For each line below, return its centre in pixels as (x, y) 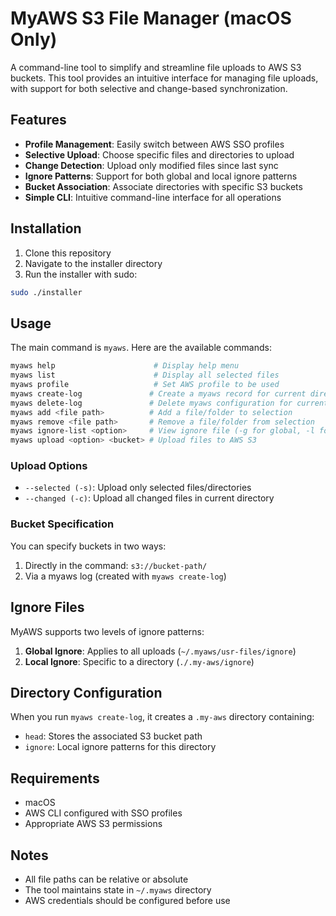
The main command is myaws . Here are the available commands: (141, 348)
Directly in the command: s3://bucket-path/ (116, 565)
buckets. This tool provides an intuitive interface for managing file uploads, (164, 78)
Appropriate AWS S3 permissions (93, 824)
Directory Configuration (86, 692)
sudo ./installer (46, 292)
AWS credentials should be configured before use (127, 900)
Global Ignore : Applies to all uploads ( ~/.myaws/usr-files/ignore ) (160, 651)
